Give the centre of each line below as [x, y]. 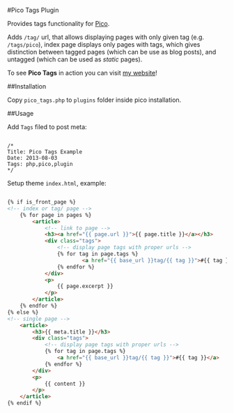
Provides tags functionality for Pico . [58, 23]
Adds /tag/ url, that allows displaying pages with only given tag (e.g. [106, 37]
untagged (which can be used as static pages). [75, 59]
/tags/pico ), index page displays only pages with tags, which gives [104, 44]
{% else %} [23, 312]
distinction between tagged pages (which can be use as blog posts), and [112, 52]
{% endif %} [24, 403]
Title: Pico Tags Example [45, 152]
